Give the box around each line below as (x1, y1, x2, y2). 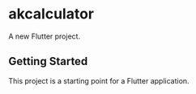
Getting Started (8, 55, 88, 68)
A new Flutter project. (8, 31, 81, 41)
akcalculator (8, 5, 95, 23)
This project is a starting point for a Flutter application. (8, 76, 190, 85)
